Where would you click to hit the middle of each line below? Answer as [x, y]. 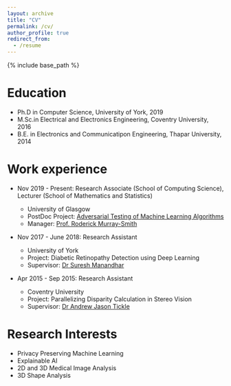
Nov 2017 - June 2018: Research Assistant [77, 237]
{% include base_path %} [43, 65]
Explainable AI [37, 360]
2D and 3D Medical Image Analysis [67, 368]
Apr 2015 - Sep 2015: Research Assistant [75, 278]
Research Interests [62, 334]
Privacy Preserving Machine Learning [70, 353]
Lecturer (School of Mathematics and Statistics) [85, 195]
